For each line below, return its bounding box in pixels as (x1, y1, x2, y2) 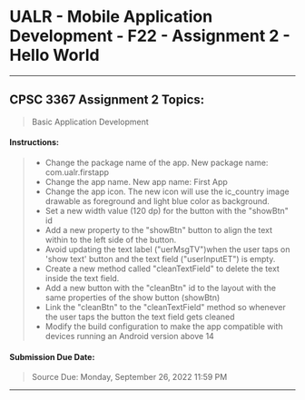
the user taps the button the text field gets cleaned (44, 311, 235, 322)
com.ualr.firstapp (44, 166, 110, 178)
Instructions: (9, 137, 60, 148)
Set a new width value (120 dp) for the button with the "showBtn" (44, 205, 289, 216)
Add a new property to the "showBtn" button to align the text (44, 224, 273, 235)
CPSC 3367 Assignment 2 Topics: (9, 93, 205, 108)
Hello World (9, 45, 100, 65)
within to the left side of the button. (44, 234, 177, 245)
